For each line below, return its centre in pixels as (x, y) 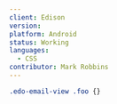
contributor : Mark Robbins (59, 68)
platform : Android (43, 34)
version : (25, 26)
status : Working (39, 42)
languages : (29, 51)
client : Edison (37, 17)
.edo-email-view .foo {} (55, 91)
